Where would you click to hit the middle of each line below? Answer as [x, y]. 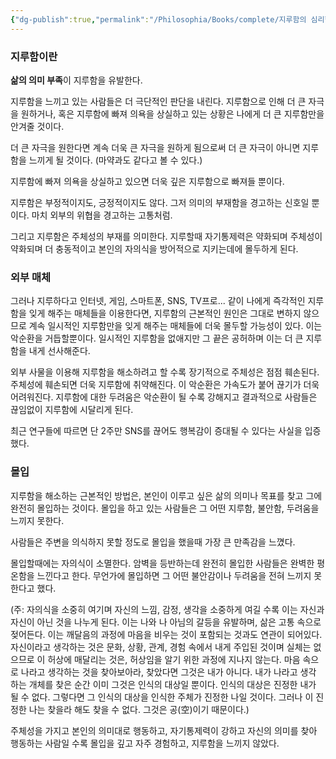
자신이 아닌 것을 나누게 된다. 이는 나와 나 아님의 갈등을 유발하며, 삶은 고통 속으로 [166, 622]
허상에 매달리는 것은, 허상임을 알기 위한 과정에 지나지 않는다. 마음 [174, 659]
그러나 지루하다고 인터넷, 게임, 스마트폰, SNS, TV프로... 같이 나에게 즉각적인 [158, 301]
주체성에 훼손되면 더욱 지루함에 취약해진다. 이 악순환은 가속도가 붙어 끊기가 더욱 [165, 385]
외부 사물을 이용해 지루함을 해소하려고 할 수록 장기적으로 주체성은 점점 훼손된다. [165, 372]
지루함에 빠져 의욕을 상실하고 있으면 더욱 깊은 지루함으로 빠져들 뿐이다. [147, 181]
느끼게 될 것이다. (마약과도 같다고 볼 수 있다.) [115, 160]
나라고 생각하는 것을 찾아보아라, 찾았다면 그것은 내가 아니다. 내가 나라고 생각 [168, 672]
